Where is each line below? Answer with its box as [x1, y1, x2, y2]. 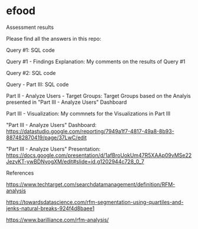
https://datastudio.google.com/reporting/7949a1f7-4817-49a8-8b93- [6, 127, 175, 135]
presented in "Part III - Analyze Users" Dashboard [6, 99, 127, 106]
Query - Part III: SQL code [6, 81, 69, 88]
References [6, 169, 34, 176]
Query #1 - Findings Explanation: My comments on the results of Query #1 [6, 58, 186, 65]
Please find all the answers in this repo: [6, 35, 101, 42]
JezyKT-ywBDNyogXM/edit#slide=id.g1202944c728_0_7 [6, 158, 144, 165]
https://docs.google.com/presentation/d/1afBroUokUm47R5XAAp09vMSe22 [6, 152, 192, 159]
